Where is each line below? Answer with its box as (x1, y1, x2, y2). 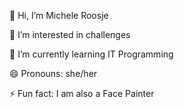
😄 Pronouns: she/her (9, 68, 98, 79)
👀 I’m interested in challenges (9, 29, 131, 40)
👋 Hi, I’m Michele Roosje (9, 10, 109, 21)
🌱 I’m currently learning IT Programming (9, 48, 174, 60)
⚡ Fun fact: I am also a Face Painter (9, 88, 155, 99)
